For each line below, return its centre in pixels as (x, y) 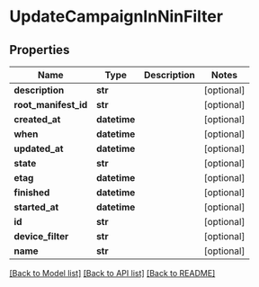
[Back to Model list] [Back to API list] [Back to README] (112, 273)
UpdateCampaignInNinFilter (116, 17)
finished (32, 193)
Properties (40, 50)
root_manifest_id (51, 105)
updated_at (39, 148)
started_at (36, 207)
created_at (37, 119)
